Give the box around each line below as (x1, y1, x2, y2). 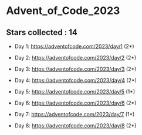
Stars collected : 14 (6, 27, 77, 37)
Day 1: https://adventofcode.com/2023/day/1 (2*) (14, 43, 134, 50)
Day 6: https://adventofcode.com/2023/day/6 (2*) (14, 99, 137, 106)
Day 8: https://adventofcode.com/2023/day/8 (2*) (14, 122, 137, 129)
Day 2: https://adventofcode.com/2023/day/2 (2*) (14, 54, 137, 61)
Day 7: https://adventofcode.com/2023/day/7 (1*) (14, 111, 135, 117)
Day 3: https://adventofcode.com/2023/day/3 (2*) (14, 65, 137, 72)
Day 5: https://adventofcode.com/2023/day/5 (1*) (14, 88, 136, 95)
